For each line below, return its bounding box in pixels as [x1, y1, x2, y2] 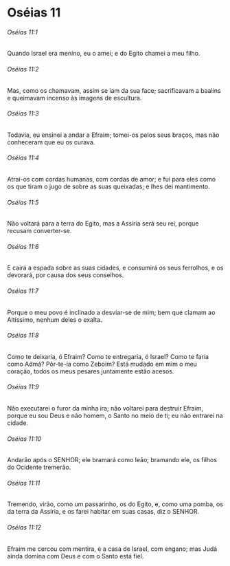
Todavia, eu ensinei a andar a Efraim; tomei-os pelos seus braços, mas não [7, 131, 220, 139]
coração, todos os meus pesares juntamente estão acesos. [7, 367, 174, 375]
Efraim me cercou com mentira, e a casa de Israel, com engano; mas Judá [7, 545, 218, 553]
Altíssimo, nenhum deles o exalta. [7, 315, 102, 324]
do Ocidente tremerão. [7, 463, 71, 472]
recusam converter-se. [7, 227, 72, 235]
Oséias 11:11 [7, 479, 41, 487]
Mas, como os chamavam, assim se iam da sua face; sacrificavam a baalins [7, 86, 221, 94]
